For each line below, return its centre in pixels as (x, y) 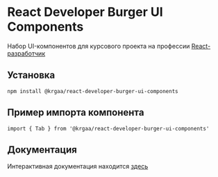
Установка (31, 75)
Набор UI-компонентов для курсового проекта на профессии (99, 46)
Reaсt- (201, 46)
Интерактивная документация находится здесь (78, 167)
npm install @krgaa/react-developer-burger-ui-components (93, 91)
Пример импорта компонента (76, 113)
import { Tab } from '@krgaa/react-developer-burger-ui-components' (108, 128)
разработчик (26, 53)
